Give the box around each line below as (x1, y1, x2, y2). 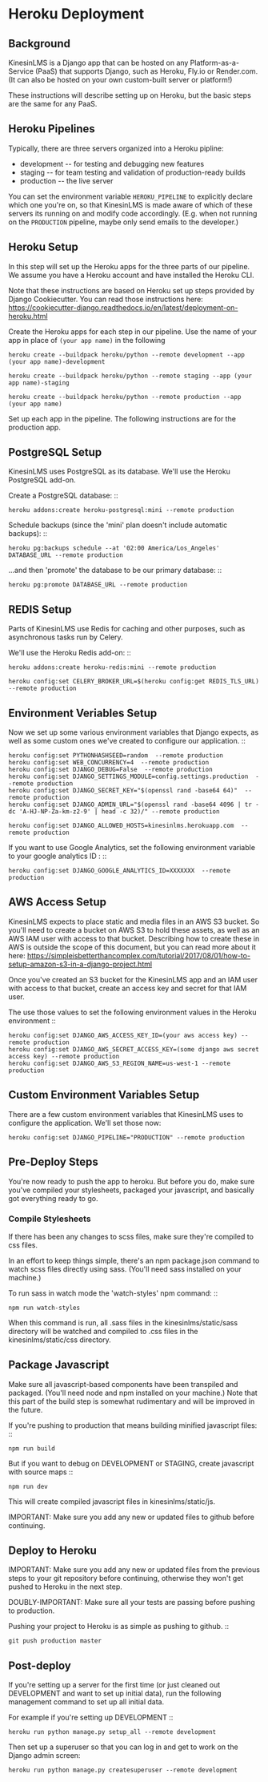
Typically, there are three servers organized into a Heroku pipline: (8, 143, 224, 153)
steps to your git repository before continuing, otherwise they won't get (8, 1574, 244, 1583)
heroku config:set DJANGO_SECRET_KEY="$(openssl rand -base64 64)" (8, 787, 238, 795)
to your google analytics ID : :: (8, 851, 107, 861)
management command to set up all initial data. (8, 1697, 165, 1707)
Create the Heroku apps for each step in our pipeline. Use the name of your (8, 326, 258, 337)
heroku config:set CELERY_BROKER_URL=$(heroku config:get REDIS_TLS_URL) (8, 678, 260, 686)
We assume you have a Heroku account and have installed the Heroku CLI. (8, 270, 254, 280)
